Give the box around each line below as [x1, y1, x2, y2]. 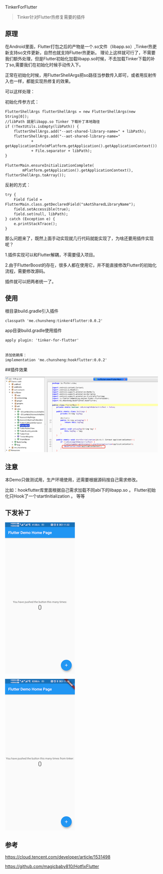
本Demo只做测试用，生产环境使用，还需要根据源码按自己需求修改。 [5, 477, 140, 482]
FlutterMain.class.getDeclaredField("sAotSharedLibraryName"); [5, 202, 136, 207]
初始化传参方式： [5, 99, 39, 105]
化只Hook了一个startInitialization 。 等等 [5, 493, 85, 499]
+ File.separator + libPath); [31, 148, 92, 153]
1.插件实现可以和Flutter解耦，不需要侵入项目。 [5, 251, 98, 257]
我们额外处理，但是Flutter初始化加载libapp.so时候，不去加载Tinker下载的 [5, 55, 151, 61]
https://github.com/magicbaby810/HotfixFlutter [5, 863, 99, 870]
